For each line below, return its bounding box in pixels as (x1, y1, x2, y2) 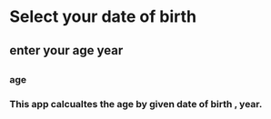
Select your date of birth (9, 6, 197, 27)
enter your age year (9, 43, 124, 58)
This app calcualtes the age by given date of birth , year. (9, 97, 263, 110)
